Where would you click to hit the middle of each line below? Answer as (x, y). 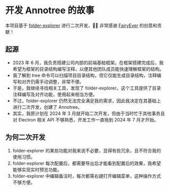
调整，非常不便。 (66, 81)
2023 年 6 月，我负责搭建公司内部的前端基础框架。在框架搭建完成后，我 (88, 62)
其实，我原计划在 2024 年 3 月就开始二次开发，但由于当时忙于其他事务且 (89, 113)
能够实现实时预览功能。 (37, 169)
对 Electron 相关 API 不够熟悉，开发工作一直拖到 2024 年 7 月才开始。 (86, 119)
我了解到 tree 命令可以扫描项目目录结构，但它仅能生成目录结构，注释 (85, 75)
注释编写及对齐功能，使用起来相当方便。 (55, 94)
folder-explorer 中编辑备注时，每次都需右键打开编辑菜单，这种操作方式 (87, 176)
